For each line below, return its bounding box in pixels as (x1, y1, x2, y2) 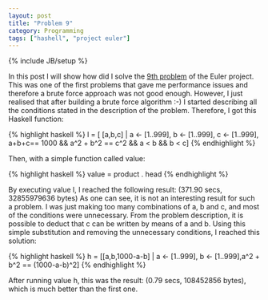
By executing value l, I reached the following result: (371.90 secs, (8, 185, 222, 195)
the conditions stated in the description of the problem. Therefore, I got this (8, 106, 257, 116)
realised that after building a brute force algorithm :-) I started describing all (8, 97, 258, 107)
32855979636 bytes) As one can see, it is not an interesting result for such (8, 193, 256, 203)
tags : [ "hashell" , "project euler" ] (8, 34, 130, 43)
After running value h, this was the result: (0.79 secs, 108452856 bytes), (8, 276, 246, 286)
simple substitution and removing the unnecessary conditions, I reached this (8, 228, 260, 237)
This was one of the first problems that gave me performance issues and (8, 80, 248, 90)
